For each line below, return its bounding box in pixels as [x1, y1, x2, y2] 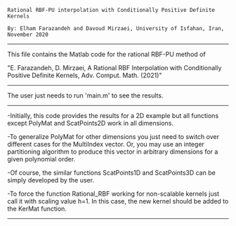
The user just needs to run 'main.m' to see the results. [7, 91, 164, 100]
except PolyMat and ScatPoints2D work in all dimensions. [7, 119, 174, 127]
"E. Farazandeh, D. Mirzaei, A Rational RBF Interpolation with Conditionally [7, 64, 222, 72]
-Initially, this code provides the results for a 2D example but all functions [7, 112, 219, 119]
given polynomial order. [7, 155, 76, 163]
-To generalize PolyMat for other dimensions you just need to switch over [7, 133, 220, 140]
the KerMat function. [7, 204, 67, 213]
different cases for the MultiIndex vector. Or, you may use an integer [7, 140, 205, 148]
